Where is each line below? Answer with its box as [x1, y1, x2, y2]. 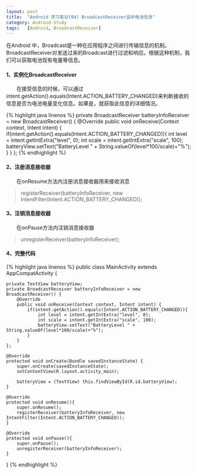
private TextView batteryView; [6, 281, 83, 287]
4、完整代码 [6, 250, 36, 257]
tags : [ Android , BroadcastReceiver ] [6, 25, 101, 31]
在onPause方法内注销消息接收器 [16, 224, 95, 231]
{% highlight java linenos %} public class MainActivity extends [6, 263, 158, 271]
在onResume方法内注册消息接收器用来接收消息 [16, 178, 130, 185]
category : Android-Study [6, 19, 67, 25]
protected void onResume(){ [6, 399, 75, 406]
